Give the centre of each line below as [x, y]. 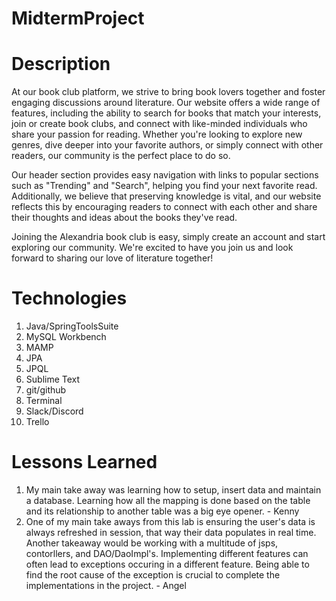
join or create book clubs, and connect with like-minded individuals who [159, 124]
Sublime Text [53, 379]
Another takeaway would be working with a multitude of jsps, [152, 543]
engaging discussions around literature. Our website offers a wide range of [166, 103]
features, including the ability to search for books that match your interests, [166, 113]
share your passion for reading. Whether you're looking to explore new [157, 134]
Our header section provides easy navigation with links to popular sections [165, 175]
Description [61, 64]
